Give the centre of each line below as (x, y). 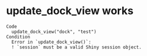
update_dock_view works (70, 11)
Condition (18, 37)
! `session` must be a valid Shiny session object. (77, 47)
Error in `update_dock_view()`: (52, 42)
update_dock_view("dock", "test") (54, 32)
